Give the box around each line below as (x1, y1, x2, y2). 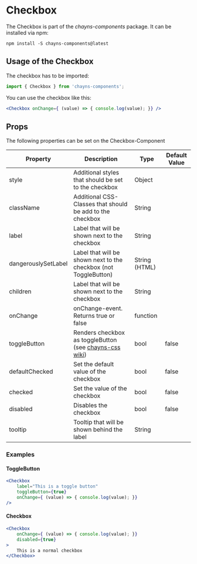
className (9, 204, 40, 212)
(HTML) (134, 263, 157, 271)
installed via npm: (6, 29, 49, 36)
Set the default (73, 360, 114, 368)
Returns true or (73, 312, 115, 320)
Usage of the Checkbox (6, 56, 94, 66)
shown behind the (73, 425, 123, 434)
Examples (6, 451, 35, 459)
